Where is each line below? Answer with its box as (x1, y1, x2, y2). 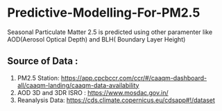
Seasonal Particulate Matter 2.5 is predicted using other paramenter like (7, 28, 213, 36)
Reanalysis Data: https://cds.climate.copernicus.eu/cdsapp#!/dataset (17, 96, 215, 104)
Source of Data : (7, 55, 78, 67)
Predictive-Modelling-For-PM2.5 (7, 5, 200, 21)
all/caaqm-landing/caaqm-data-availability (17, 81, 139, 89)
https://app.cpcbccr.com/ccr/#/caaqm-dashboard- (61, 74, 207, 82)
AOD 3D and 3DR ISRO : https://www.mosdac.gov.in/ (17, 88, 169, 96)
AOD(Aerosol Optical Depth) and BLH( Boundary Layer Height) (7, 35, 186, 43)
